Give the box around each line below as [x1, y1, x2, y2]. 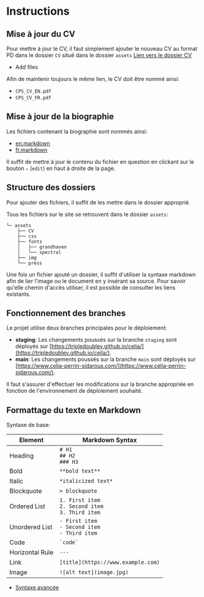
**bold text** [59, 468, 101, 475]
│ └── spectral [17, 249, 62, 255]
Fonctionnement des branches [6, 308, 126, 318]
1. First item [59, 497, 101, 504]
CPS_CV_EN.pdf [15, 88, 51, 94]
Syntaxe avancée [15, 584, 59, 591]
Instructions [6, 4, 70, 18]
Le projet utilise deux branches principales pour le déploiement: [6, 324, 167, 332]
